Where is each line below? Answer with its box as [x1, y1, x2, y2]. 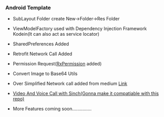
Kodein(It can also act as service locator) [12, 31, 100, 37]
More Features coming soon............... [12, 106, 92, 112]
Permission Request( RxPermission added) [12, 61, 102, 67]
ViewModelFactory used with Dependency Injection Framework [12, 26, 147, 32]
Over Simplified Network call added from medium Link [12, 81, 128, 87]
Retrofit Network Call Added [12, 51, 73, 57]
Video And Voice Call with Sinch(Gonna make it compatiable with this [12, 90, 159, 97]
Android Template [5, 4, 51, 11]
